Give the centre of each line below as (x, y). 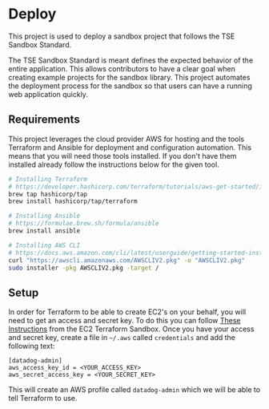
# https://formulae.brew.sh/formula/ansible (84, 224)
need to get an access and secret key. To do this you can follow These (125, 321)
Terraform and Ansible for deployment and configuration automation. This (130, 147)
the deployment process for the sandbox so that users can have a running (130, 86)
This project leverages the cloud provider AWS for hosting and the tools (126, 139)
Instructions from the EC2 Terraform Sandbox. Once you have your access (131, 329)
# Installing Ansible (44, 216)
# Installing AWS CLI (44, 245)
